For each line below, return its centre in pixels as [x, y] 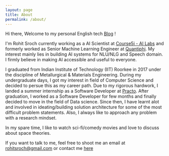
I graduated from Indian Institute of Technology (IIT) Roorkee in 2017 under [83, 69]
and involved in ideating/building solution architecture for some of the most [83, 107]
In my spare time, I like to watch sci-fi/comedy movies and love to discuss [82, 128]
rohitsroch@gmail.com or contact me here [49, 148]
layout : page [19, 10]
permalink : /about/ [26, 19]
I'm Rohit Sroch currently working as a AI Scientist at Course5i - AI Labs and [85, 44]
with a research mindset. [31, 118]
